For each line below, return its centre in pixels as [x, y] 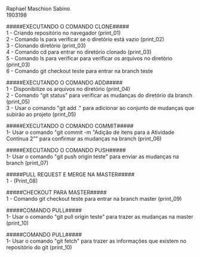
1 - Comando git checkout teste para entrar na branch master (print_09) [94, 199]
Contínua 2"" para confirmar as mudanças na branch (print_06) [84, 139]
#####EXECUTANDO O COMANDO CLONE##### [68, 27]
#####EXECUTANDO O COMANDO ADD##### [64, 82]
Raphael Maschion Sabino [38, 9]
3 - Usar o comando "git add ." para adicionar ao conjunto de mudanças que [100, 108]
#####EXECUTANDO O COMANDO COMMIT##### [70, 126]
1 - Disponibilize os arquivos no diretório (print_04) [68, 89]
